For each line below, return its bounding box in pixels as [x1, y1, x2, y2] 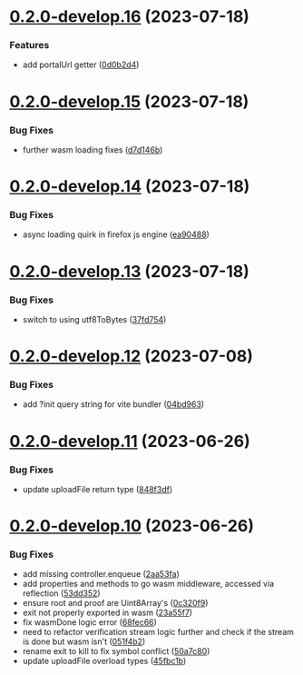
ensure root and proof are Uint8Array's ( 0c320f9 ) [22, 598, 209, 609]
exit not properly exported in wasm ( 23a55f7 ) [22, 607, 193, 619]
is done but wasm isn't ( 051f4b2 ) [22, 636, 146, 647]
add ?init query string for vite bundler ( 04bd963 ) [22, 399, 205, 410]
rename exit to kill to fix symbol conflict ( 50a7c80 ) [22, 646, 210, 657]
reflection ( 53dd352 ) [22, 588, 102, 599]
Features [9, 39, 50, 52]
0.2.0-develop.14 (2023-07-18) [9, 176, 250, 197]
